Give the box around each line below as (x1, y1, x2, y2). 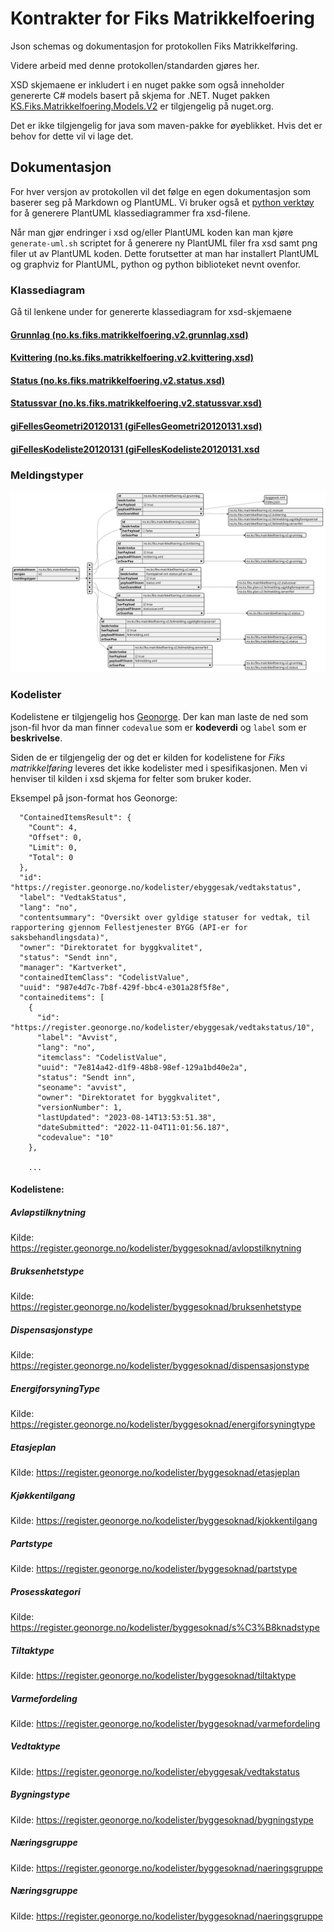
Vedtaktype (10, 1740, 61, 1752)
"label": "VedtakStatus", (19, 892, 128, 902)
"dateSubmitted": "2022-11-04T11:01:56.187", (36, 1122, 230, 1132)
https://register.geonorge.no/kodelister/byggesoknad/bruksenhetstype (10, 1301, 302, 1313)
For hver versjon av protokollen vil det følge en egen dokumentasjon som (10, 185, 312, 197)
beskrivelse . (10, 732, 63, 744)
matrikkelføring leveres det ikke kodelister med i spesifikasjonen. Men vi (10, 762, 308, 774)
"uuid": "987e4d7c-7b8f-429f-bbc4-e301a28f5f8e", (19, 982, 230, 992)
